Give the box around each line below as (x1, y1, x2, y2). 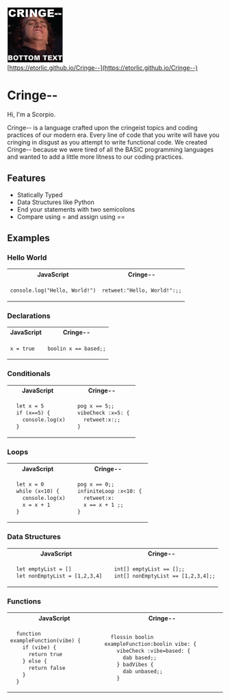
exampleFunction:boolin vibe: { (104, 640, 197, 647)
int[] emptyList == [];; (114, 566, 185, 573)
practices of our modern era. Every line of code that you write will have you (7, 131, 220, 139)
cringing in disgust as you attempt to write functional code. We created (7, 138, 207, 146)
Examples (7, 232, 50, 244)
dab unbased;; (123, 668, 163, 675)
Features (7, 173, 46, 184)
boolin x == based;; (47, 345, 106, 352)
